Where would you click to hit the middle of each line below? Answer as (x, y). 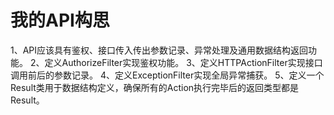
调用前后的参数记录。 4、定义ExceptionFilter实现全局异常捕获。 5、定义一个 (167, 75)
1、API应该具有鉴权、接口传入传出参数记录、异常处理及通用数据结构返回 (159, 50)
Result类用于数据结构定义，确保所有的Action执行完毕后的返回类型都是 (155, 87)
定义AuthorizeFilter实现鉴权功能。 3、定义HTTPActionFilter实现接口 (183, 62)
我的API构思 (60, 20)
